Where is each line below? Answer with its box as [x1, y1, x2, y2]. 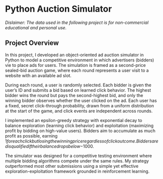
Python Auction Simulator [5, 3, 112, 15]
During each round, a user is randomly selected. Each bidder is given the [5, 82, 152, 88]
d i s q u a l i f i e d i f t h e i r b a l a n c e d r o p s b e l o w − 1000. [5, 143, 94, 149]
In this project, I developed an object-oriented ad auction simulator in [5, 52, 144, 58]
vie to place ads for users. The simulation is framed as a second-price [5, 62, 146, 68]
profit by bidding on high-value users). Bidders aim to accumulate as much [5, 128, 156, 134]
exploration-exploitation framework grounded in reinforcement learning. [5, 168, 150, 174]
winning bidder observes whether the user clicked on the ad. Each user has [5, 98, 157, 103]
